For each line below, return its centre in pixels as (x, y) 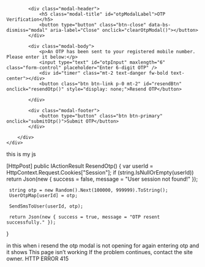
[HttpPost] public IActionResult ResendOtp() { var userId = (80, 166)
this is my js (21, 154)
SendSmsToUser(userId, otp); (46, 206)
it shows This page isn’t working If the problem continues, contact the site (99, 252)
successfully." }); (31, 222)
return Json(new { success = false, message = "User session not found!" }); (102, 179)
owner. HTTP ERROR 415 (38, 258)
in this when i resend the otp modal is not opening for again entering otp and (103, 246)
